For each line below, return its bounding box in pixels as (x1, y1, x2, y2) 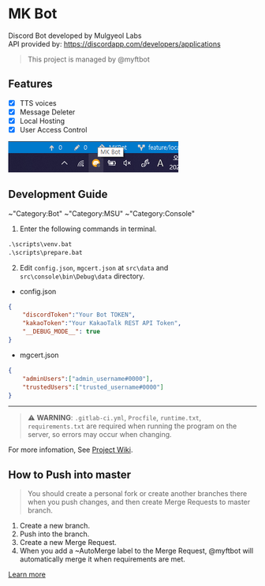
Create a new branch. (19, 521, 91, 531)
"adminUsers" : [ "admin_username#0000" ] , (22, 375, 154, 383)
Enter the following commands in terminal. (19, 224, 157, 233)
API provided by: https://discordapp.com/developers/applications (8, 39, 221, 48)
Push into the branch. (19, 529, 90, 539)
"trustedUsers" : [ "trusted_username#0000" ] (22, 383, 164, 391)
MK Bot (8, 5, 58, 23)
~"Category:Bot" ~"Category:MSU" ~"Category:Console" (8, 208, 196, 218)
